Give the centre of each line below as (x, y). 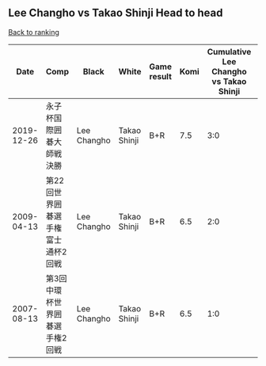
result (161, 76)
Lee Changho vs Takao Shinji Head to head (116, 13)
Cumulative (229, 51)
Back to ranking (34, 32)
